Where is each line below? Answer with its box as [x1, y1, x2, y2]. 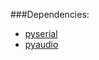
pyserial [24, 28, 58, 39]
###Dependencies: [10, 9, 90, 20]
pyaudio [24, 39, 59, 50]
